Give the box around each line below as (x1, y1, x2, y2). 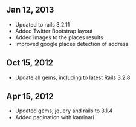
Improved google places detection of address (15, 40, 129, 47)
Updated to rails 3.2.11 (15, 21, 70, 28)
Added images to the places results (15, 33, 104, 41)
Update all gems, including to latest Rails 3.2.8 (15, 74, 131, 81)
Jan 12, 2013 (6, 5, 54, 15)
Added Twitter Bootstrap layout (15, 27, 93, 34)
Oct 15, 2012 (6, 57, 53, 68)
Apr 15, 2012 (6, 91, 54, 102)
